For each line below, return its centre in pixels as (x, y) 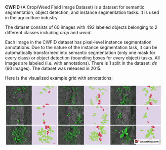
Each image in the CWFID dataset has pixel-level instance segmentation (78, 42)
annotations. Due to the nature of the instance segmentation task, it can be (81, 47)
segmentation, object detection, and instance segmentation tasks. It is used (82, 12)
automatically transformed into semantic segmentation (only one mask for (80, 52)
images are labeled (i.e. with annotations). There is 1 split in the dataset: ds (81, 63)
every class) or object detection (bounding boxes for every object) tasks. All (83, 58)
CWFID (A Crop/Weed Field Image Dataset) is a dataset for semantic (75, 7)
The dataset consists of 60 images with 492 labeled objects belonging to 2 (81, 27)
